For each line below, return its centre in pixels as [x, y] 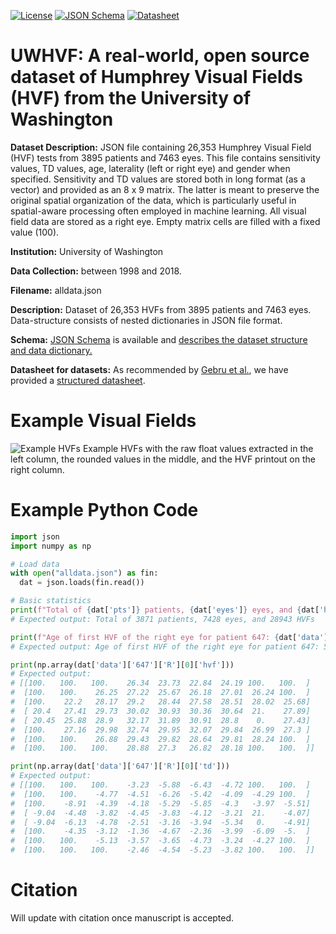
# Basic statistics [51, 601]
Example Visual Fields [103, 421]
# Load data [35, 564]
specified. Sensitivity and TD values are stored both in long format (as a [158, 179]
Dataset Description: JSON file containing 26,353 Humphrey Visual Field [161, 147]
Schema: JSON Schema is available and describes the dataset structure [159, 339]
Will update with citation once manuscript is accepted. [122, 918]
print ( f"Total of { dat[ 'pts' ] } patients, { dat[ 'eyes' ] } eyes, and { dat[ [165, 610]
